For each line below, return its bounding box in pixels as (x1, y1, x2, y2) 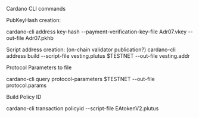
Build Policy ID (6, 94, 42, 100)
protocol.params (6, 82, 47, 89)
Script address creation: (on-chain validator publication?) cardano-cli (6, 46, 176, 53)
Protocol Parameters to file (6, 64, 72, 71)
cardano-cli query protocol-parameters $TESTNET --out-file (6, 76, 155, 82)
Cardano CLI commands (6, 5, 66, 12)
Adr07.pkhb (25, 35, 54, 41)
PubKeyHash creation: (6, 17, 61, 23)
